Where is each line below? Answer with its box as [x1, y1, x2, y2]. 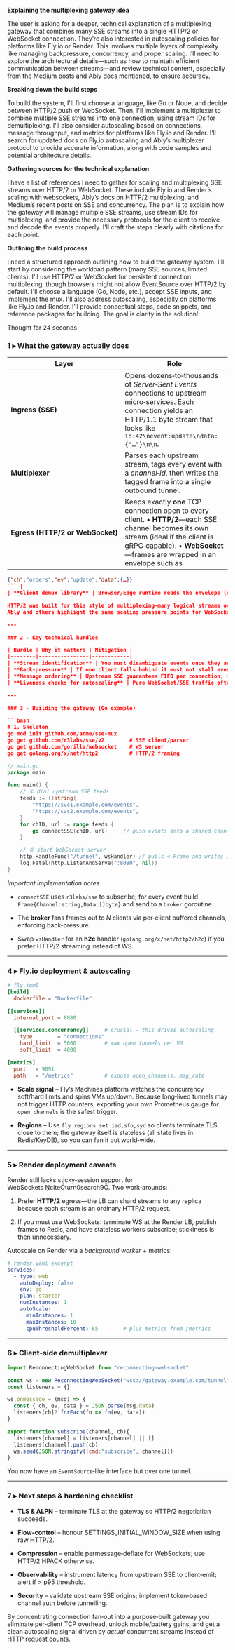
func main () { [7, 782, 49, 789]
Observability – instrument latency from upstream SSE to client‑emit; [17, 1570, 217, 1578]
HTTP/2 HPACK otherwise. [17, 1557, 95, 1565]
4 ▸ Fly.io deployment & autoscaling [7, 966, 131, 976]
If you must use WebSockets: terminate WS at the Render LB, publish [17, 1217, 217, 1226]
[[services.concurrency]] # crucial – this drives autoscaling [13, 1027, 215, 1034]
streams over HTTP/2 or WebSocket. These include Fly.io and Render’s [7, 186, 212, 194]
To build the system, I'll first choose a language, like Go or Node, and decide [7, 99, 227, 107]
